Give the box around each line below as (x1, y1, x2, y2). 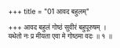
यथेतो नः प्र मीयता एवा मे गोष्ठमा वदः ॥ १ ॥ (8, 31, 112, 40)
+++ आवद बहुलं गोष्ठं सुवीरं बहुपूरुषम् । (8, 23, 107, 31)
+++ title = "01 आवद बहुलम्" (8, 7, 90, 16)
